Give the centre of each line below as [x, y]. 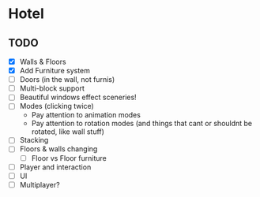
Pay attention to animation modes [86, 115]
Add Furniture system [55, 71]
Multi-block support [52, 88]
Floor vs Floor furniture [69, 158]
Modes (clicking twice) [57, 106]
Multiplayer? [40, 184]
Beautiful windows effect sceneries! [78, 97]
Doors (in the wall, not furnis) [67, 80]
